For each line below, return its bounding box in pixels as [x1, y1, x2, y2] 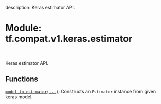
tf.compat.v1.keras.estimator [5, 33, 133, 45]
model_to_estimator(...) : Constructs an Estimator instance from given [5, 88, 156, 94]
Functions [5, 75, 39, 84]
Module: [5, 22, 42, 34]
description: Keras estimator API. [5, 5, 75, 10]
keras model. [5, 94, 33, 100]
